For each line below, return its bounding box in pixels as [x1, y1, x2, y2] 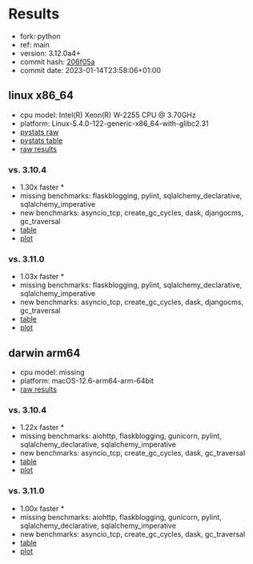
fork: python [19, 31, 62, 41]
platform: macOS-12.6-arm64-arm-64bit [19, 376, 155, 386]
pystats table [19, 136, 63, 145]
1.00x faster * [19, 503, 65, 513]
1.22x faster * [19, 423, 65, 432]
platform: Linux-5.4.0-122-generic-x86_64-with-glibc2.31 [19, 118, 210, 128]
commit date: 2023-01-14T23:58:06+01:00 [19, 65, 162, 75]
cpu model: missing [19, 367, 86, 377]
